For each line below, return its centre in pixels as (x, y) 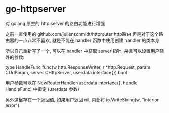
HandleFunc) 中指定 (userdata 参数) (42, 89)
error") (12, 105)
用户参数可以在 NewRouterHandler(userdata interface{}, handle (71, 83)
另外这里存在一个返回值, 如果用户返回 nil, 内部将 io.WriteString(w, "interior (82, 100)
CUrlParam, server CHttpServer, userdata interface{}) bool (66, 72)
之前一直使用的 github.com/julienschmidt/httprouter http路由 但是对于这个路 (84, 34)
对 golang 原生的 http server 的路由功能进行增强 (55, 23)
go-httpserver (36, 9)
